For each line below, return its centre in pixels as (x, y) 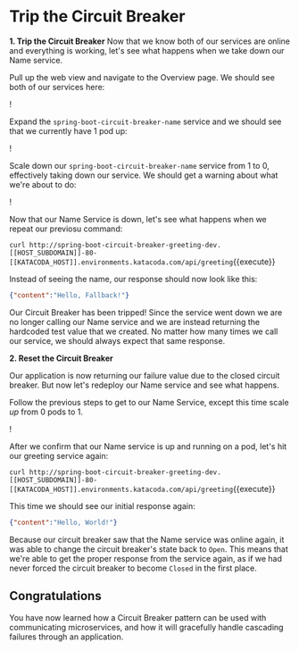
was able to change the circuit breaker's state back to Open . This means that (149, 549)
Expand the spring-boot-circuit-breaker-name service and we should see (145, 121)
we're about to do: (43, 184)
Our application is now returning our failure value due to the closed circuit (145, 375)
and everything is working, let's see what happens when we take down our (147, 50)
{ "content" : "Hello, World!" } (63, 522)
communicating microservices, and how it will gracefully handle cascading (146, 627)
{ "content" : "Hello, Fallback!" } (69, 295)
